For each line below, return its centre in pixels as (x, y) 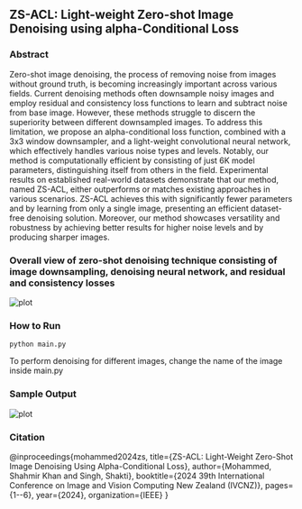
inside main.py (37, 371)
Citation (27, 437)
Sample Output (43, 394)
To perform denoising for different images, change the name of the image (146, 361)
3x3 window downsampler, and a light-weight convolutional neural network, (150, 141)
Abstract (29, 55)
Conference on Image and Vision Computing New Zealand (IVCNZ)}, (136, 485)
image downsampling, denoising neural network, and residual (147, 271)
